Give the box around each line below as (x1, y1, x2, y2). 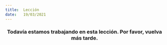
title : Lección (5, 7, 39, 12)
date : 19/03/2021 (5, 12, 46, 17)
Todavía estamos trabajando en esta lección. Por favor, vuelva (7, 28, 162, 35)
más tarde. (71, 34, 98, 41)
